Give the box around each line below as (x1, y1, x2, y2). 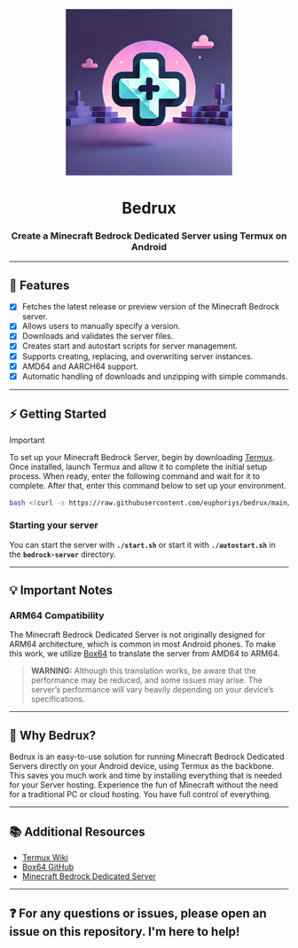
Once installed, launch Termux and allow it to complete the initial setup (9, 461, 268, 472)
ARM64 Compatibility (9, 609, 105, 622)
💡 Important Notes (9, 583, 114, 598)
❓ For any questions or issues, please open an (9, 906, 267, 921)
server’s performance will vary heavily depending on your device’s (30, 685, 274, 695)
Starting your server (9, 519, 99, 531)
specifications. (30, 693, 85, 704)
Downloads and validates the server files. (21, 331, 174, 341)
